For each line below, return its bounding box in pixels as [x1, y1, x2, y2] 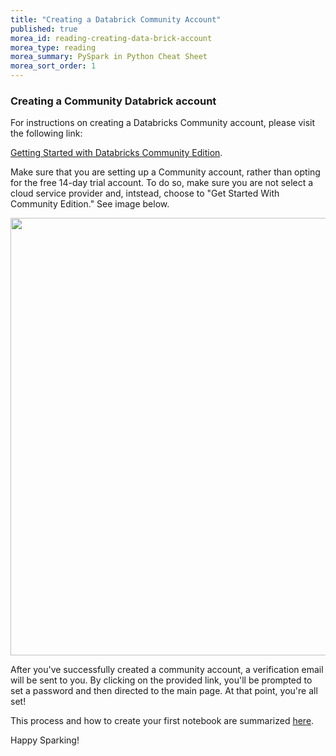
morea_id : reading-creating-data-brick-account [10, 33, 213, 43]
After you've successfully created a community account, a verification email [10, 664, 324, 676]
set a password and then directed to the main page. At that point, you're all [10, 685, 318, 697]
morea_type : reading [10, 42, 97, 53]
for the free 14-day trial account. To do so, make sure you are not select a [10, 177, 314, 189]
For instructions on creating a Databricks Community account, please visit [10, 117, 316, 129]
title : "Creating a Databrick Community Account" [10, 14, 222, 25]
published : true [10, 24, 78, 34]
